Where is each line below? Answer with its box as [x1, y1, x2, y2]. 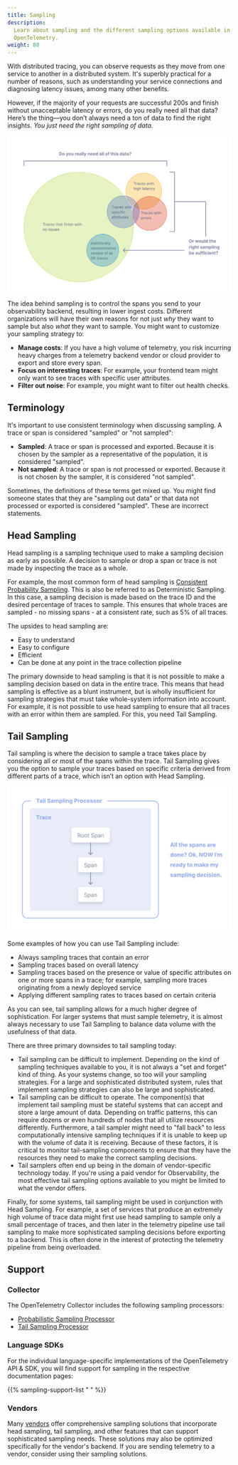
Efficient [17, 651, 43, 659]
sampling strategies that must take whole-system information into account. [7, 695, 227, 703]
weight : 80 [7, 41, 40, 49]
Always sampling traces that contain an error [17, 953, 149, 961]
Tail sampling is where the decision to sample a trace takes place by [7, 749, 207, 758]
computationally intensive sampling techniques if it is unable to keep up [17, 1130, 227, 1139]
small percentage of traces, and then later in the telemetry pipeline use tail [7, 1220, 225, 1228]
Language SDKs [7, 1340, 64, 1350]
